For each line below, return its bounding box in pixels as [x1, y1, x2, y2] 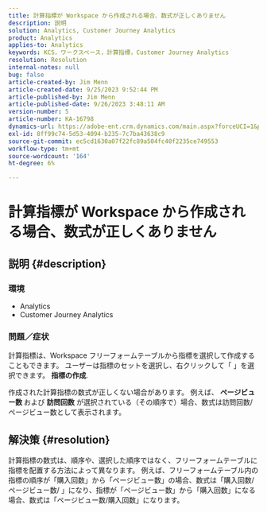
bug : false [8, 71, 44, 79]
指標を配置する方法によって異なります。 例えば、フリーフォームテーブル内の [8, 466, 259, 475]
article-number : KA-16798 [8, 115, 94, 123]
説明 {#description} [8, 257, 107, 270]
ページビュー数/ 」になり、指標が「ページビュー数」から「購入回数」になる [8, 486, 256, 495]
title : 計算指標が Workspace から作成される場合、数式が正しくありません [8, 11, 226, 20]
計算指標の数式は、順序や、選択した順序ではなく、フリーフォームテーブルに [8, 456, 258, 465]
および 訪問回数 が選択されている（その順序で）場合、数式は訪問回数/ [23, 398, 253, 407]
